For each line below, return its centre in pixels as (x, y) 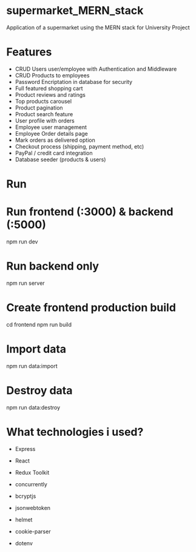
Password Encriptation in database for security (73, 82)
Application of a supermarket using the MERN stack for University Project (98, 27)
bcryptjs (25, 496)
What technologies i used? (75, 432)
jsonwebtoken (32, 508)
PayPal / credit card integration (54, 153)
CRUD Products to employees (52, 75)
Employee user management (51, 127)
